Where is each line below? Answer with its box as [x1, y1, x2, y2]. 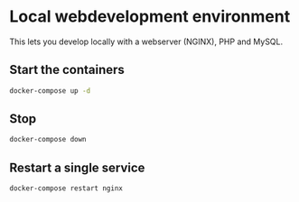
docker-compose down [9, 135, 88, 144]
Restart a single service [9, 160, 145, 175]
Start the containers [9, 62, 125, 78]
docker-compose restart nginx [9, 184, 124, 193]
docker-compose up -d [9, 86, 91, 96]
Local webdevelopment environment [9, 6, 291, 27]
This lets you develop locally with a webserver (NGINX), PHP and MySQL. [9, 36, 284, 47]
